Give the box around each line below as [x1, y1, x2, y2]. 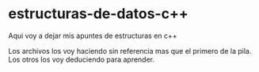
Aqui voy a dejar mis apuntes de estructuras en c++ [8, 31, 177, 40]
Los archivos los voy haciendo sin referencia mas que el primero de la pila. [8, 46, 252, 55]
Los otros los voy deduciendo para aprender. [8, 55, 155, 64]
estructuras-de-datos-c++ [8, 5, 189, 23]
